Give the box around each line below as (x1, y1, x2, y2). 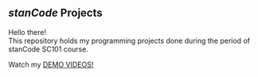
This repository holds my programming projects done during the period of (8, 36, 251, 45)
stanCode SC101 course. (8, 44, 89, 54)
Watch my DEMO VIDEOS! (8, 60, 94, 69)
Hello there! (8, 27, 46, 37)
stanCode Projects (8, 6, 103, 20)
